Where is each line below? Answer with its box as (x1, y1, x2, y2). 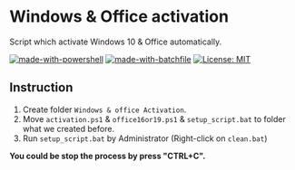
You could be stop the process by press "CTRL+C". (9, 150, 206, 161)
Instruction (9, 80, 74, 96)
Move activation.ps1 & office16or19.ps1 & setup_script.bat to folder (22, 113, 286, 124)
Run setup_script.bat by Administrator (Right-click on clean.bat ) (22, 133, 268, 144)
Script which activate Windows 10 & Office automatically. (9, 36, 222, 47)
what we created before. (22, 123, 115, 134)
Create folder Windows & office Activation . (22, 104, 187, 115)
